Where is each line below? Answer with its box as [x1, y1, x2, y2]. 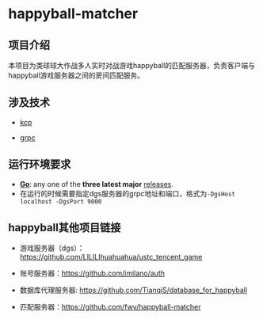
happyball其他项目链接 [8, 221, 121, 234]
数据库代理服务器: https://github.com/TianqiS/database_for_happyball [19, 286, 248, 295]
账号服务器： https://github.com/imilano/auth [19, 268, 165, 278]
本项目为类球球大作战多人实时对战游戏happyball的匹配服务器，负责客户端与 [8, 61, 256, 70]
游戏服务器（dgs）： [19, 243, 85, 253]
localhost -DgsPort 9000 [19, 197, 102, 206]
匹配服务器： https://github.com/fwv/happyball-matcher [19, 302, 201, 312]
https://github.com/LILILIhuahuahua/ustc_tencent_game [19, 253, 203, 262]
